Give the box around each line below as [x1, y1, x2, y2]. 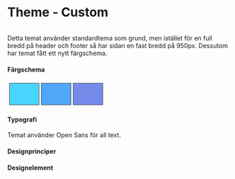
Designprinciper [7, 146, 57, 156]
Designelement [7, 163, 54, 172]
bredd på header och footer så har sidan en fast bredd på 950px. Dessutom [7, 41, 229, 50]
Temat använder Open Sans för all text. [7, 131, 122, 139]
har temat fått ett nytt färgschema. [7, 49, 108, 57]
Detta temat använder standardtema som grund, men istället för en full [7, 33, 212, 42]
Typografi [7, 115, 38, 124]
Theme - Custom [7, 4, 108, 21]
